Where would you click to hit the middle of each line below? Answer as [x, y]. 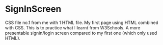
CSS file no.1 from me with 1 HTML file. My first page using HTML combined [82, 22]
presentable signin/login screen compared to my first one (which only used [81, 33]
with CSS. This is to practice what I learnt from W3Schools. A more [73, 27]
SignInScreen [33, 9]
